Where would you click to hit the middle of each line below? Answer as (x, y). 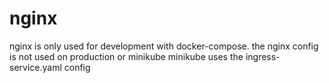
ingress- (263, 56)
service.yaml (35, 67)
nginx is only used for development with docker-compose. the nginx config (164, 46)
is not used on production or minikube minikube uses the (126, 56)
